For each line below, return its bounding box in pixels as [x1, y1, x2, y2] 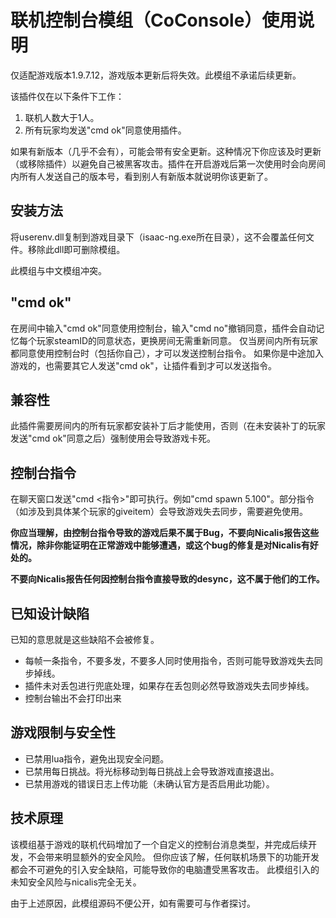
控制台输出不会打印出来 [24, 692, 122, 704]
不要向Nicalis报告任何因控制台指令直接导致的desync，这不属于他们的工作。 [10, 573, 325, 585]
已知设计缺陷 [10, 605, 90, 622]
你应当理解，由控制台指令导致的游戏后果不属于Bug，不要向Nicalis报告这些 [10, 527, 320, 539]
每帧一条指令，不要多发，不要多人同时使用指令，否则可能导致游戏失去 [24, 655, 315, 666]
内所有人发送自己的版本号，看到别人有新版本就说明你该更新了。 [10, 170, 273, 182]
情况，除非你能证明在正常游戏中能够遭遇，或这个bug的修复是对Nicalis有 [10, 539, 310, 551]
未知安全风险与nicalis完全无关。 [10, 876, 142, 888]
